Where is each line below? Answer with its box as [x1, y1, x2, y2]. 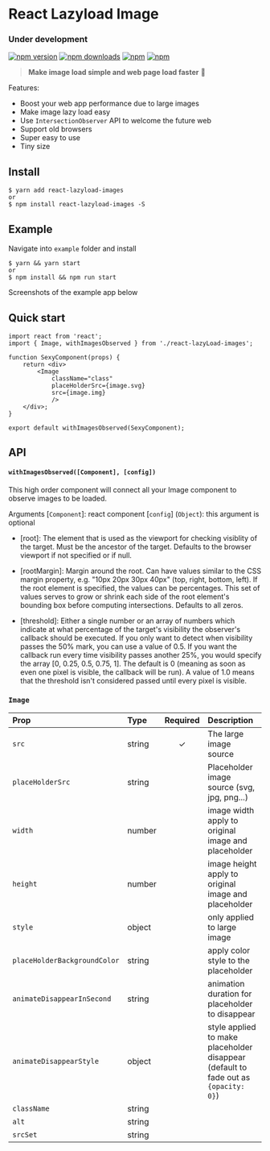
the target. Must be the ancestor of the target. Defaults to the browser [19, 542, 252, 551]
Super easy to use [19, 133, 80, 143]
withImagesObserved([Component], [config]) [8, 468, 157, 476]
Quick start [8, 311, 66, 325]
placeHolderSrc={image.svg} [51, 381, 146, 389]
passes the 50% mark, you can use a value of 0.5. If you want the [19, 642, 238, 651]
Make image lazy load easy [19, 107, 111, 117]
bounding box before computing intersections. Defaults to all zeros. [19, 600, 243, 609]
